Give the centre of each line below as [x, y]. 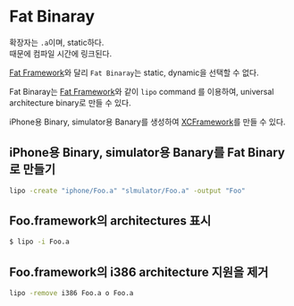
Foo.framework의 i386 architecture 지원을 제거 [139, 272]
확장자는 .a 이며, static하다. [57, 42]
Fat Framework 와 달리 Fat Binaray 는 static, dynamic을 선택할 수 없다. [134, 72]
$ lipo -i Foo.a [39, 242]
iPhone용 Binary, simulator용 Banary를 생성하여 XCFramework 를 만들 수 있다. [147, 122]
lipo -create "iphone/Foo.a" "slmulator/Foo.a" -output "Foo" [127, 191]
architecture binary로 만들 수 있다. [70, 102]
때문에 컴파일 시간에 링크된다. [61, 53]
